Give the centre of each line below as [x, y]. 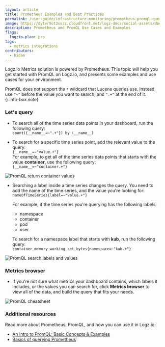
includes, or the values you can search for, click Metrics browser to [81, 286]
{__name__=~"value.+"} [35, 152]
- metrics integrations [34, 46]
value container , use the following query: [54, 162]
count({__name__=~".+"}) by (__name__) [53, 133]
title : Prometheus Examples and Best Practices [55, 14]
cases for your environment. [34, 80]
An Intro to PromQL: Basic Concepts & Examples [61, 334]
